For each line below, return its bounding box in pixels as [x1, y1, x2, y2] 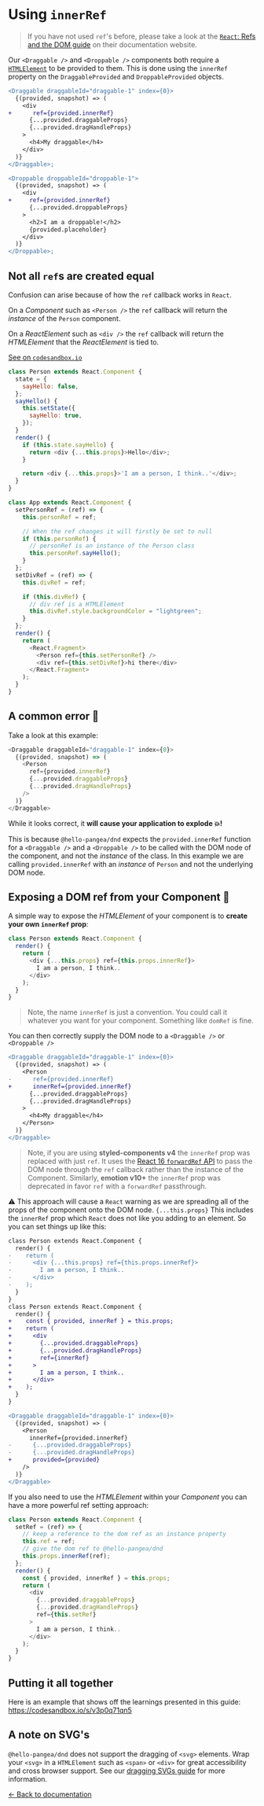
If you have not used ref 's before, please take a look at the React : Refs [27, 31, 256, 41]
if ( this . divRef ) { [22, 592, 86, 601]
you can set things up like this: [8, 1222, 107, 1231]
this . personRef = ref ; [22, 513, 97, 521]
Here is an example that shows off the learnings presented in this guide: [8, 1697, 241, 1706]
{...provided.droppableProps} [28, 204, 128, 212]
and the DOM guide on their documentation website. [27, 39, 198, 49]
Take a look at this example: [8, 730, 98, 740]
